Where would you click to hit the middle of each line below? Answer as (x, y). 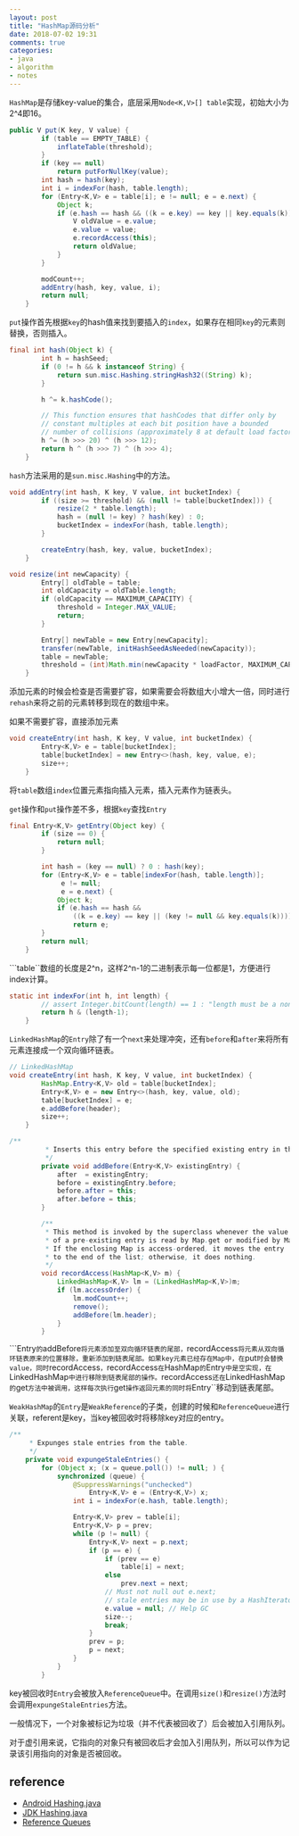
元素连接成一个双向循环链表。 (64, 1051)
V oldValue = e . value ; (115, 221)
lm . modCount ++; (101, 1298)
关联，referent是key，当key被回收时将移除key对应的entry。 (119, 1418)
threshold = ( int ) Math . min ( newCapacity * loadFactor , (143, 665)
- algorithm (31, 68)
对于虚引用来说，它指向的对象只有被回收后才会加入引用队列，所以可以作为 (145, 1742)
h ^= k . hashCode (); (77, 399)
